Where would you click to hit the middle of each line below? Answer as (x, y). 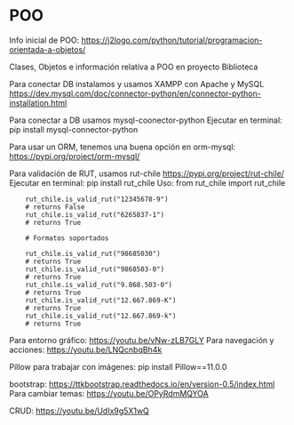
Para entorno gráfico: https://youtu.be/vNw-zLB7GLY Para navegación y (142, 340)
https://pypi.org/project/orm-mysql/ (75, 156)
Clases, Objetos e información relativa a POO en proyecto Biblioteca (134, 67)
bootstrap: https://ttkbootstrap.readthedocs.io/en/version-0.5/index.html (142, 384)
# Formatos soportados (67, 238)
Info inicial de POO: (44, 40)
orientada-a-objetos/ (48, 49)
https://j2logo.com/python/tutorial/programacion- (172, 40)
